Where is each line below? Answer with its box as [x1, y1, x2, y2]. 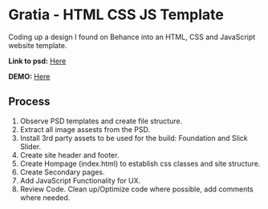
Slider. [19, 142, 42, 151]
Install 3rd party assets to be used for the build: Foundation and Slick [19, 133, 248, 143]
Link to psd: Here [8, 56, 67, 66]
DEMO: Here [8, 71, 51, 81]
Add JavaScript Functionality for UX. [19, 175, 141, 185]
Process [8, 94, 51, 109]
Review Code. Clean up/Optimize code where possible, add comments [19, 184, 254, 194]
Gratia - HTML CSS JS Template [8, 6, 225, 24]
